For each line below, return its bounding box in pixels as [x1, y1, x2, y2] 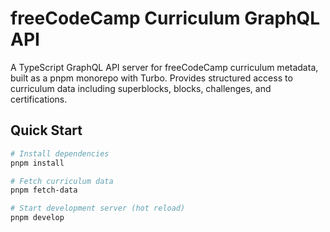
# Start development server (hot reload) [10, 203, 186, 214]
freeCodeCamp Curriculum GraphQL [10, 7, 321, 30]
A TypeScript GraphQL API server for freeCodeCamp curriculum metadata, [10, 61, 319, 73]
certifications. [10, 93, 68, 105]
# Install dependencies [10, 148, 110, 159]
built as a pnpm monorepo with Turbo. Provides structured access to [10, 72, 293, 84]
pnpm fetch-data [10, 185, 78, 196]
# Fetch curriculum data [10, 176, 114, 186]
